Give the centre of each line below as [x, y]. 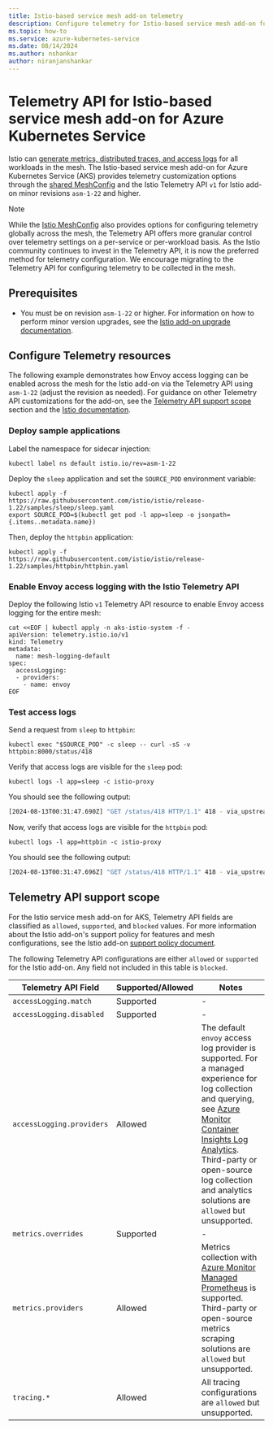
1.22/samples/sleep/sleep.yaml [61, 508]
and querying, [227, 1098]
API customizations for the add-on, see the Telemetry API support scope [130, 401]
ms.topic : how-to [38, 31]
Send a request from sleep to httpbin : [72, 730]
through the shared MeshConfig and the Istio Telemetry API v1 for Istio [126, 185]
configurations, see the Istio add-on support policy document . [113, 943]
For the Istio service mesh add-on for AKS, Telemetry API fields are [121, 917]
